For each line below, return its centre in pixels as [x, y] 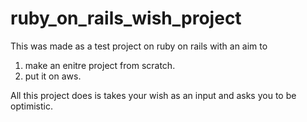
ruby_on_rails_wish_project [126, 18]
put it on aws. [53, 76]
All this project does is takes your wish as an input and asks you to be [153, 95]
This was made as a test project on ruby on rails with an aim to [139, 46]
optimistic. [31, 106]
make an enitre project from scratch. [100, 65]
